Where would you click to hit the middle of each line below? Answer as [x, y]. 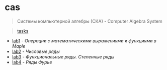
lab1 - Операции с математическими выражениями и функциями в [84, 41]
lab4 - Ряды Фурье [32, 62]
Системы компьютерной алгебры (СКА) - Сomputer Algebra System [90, 21]
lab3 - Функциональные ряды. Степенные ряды [63, 56]
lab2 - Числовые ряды [36, 51]
